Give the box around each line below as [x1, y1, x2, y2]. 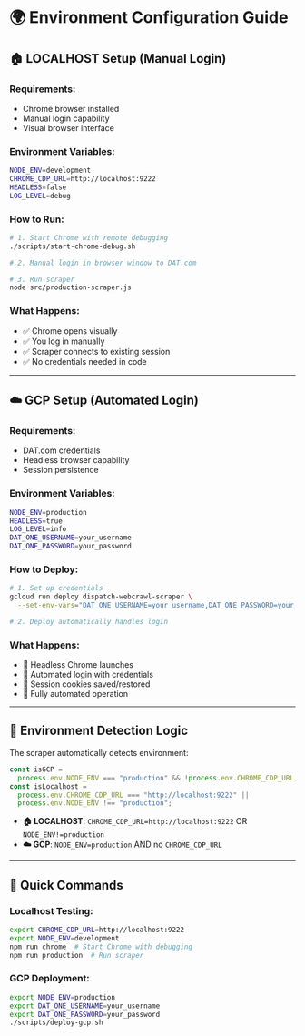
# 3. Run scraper [9, 275, 75, 284]
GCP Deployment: [9, 972, 91, 985]
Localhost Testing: [9, 904, 93, 917]
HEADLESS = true [9, 516, 64, 526]
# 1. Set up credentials [9, 584, 103, 593]
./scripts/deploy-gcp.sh [9, 1018, 103, 1028]
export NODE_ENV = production [9, 992, 116, 1001]
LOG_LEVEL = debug [9, 191, 71, 200]
